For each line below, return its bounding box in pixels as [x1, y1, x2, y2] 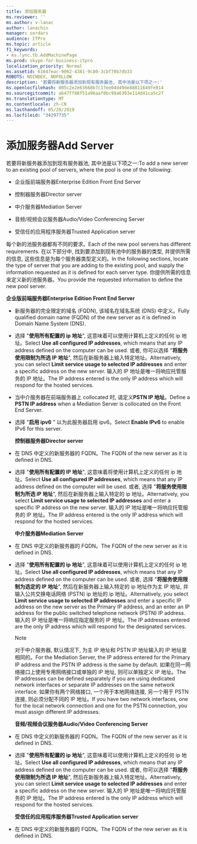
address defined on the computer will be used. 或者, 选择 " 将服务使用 [14, 483, 182, 490]
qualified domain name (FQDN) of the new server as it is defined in [14, 314, 176, 321]
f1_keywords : [6, 47, 38, 53]
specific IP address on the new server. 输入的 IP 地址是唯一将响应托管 [14, 504, 184, 511]
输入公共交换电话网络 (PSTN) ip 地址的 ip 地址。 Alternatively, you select [14, 590, 189, 598]
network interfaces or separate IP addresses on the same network [14, 681, 175, 689]
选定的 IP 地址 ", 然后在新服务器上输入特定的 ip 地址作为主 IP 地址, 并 [25, 583, 189, 590]
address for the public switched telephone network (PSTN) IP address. [14, 610, 186, 617]
